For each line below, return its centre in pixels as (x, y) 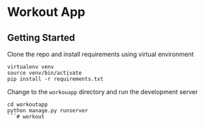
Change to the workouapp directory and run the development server (102, 92)
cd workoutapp (28, 105)
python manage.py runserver (48, 111)
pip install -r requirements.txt (55, 79)
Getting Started (41, 38)
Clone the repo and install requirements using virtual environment (100, 54)
